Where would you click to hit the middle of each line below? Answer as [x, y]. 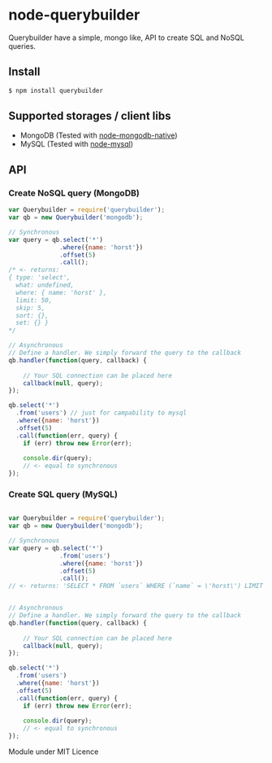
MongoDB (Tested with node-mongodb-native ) [99, 135]
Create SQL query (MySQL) [63, 494]
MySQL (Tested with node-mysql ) [77, 144]
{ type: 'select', [39, 278]
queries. [22, 46]
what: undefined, [45, 285]
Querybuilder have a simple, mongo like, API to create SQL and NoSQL [127, 37]
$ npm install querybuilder [56, 90]
